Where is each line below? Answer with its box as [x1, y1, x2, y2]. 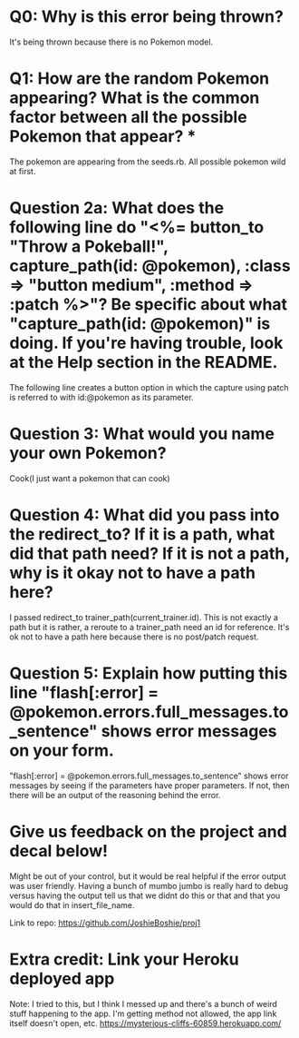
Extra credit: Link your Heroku [9, 949, 240, 969]
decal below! [9, 840, 109, 861]
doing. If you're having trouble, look [9, 333, 284, 353]
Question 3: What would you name [9, 424, 275, 444]
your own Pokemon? [9, 443, 167, 463]
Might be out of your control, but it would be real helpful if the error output [9, 870, 287, 882]
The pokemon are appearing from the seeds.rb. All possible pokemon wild [9, 156, 286, 167]
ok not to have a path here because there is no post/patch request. [9, 631, 259, 642]
